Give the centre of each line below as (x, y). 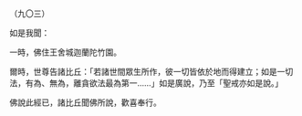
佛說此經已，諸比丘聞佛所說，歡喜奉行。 (85, 102)
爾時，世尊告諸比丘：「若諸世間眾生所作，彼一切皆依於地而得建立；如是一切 (151, 72)
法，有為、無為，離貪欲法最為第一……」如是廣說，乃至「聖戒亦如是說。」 (146, 83)
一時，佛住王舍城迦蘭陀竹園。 (65, 52)
